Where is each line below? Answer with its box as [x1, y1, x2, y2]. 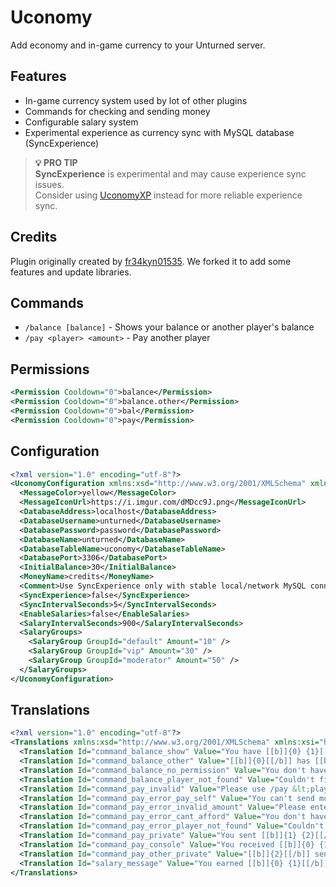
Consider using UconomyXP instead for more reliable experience [34, 189, 303, 201]
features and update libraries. [10, 266, 132, 278]
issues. [34, 178, 65, 190]
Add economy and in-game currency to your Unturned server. [10, 39, 266, 51]
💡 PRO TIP [34, 156, 78, 168]
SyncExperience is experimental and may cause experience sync [34, 167, 307, 180]
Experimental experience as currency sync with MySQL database [24, 126, 295, 138]
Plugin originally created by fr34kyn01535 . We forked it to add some [10, 255, 292, 267]
